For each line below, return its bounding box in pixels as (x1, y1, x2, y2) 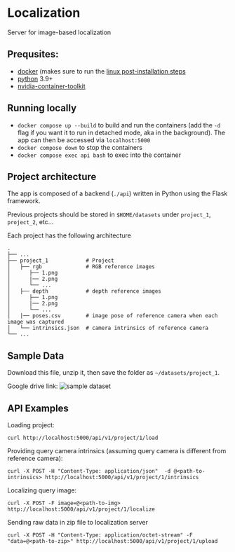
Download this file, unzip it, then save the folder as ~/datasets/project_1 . (7, 368, 220, 377)
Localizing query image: (7, 486, 77, 495)
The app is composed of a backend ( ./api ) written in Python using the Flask (7, 189, 228, 198)
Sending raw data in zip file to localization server (7, 518, 149, 526)
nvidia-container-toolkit (17, 82, 86, 90)
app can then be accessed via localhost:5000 (17, 135, 151, 144)
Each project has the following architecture (7, 231, 131, 240)
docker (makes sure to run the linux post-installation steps (17, 67, 186, 75)
